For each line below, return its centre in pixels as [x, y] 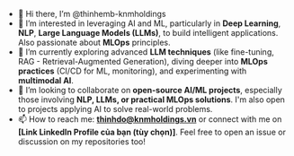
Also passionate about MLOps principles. [94, 42]
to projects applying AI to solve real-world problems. [115, 109]
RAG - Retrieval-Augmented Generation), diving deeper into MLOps [143, 61]
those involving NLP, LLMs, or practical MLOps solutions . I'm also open [151, 100]
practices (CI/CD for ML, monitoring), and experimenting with [132, 71]
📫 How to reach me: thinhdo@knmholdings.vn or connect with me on [150, 119]
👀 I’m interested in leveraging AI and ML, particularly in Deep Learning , [149, 23]
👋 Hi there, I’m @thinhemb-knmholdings [92, 14]
